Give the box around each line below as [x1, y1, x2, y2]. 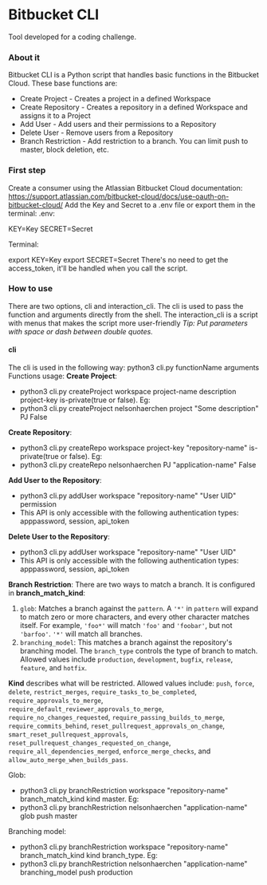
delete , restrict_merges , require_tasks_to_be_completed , [8, 687, 197, 697]
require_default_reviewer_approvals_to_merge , [8, 704, 164, 713]
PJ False [19, 413, 48, 422]
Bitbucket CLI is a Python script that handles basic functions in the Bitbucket [8, 70, 259, 80]
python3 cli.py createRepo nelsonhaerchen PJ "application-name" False [19, 460, 257, 470]
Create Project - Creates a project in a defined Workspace [19, 94, 211, 104]
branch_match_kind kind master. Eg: [19, 794, 139, 804]
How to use [8, 283, 53, 294]
